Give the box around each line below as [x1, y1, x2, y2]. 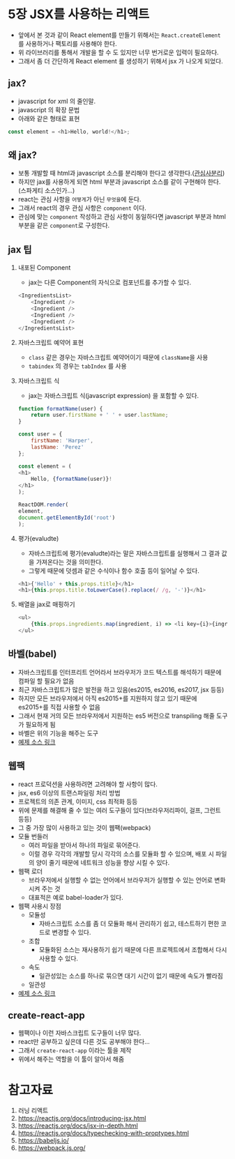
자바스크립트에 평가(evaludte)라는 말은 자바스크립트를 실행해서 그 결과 [28, 548, 220, 558]
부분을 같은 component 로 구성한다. [17, 221, 110, 230]
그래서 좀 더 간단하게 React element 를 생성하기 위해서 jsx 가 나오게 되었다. [17, 56, 224, 65]
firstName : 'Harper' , [31, 437, 93, 444]
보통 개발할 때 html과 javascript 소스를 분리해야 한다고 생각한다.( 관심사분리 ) [17, 169, 225, 178]
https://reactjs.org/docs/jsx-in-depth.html [17, 1121, 138, 1130]
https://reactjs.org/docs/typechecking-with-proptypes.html [17, 1129, 189, 1137]
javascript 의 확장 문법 [17, 105, 80, 114]
